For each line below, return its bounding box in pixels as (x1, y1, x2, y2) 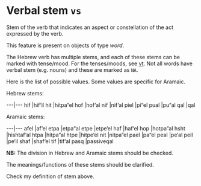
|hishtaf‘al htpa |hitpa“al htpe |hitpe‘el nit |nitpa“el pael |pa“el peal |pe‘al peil (6, 131, 193, 138)
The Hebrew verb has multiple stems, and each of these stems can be (6, 53, 181, 60)
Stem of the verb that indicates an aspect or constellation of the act (6, 24, 173, 31)
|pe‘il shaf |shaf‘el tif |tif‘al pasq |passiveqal (6, 137, 114, 145)
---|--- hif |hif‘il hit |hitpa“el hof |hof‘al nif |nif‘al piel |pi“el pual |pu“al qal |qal (6, 101, 196, 109)
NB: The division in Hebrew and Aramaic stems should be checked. (6, 149, 173, 156)
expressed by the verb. (6, 30, 64, 37)
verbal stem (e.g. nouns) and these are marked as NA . (6, 66, 138, 73)
